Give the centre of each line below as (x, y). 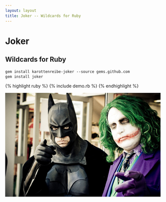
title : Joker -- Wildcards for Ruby (43, 16)
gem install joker (24, 77)
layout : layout (21, 10)
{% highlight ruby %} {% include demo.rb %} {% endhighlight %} (72, 86)
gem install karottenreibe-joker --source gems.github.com (68, 72)
